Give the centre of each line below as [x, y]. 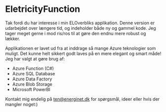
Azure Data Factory [32, 79]
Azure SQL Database [34, 73]
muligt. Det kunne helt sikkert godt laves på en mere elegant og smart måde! [83, 54]
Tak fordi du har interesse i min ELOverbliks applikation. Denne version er [80, 23]
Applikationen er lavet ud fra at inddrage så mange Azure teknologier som [81, 48]
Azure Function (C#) [33, 68]
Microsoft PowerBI [31, 89]
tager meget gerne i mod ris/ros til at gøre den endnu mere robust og [76, 33]
